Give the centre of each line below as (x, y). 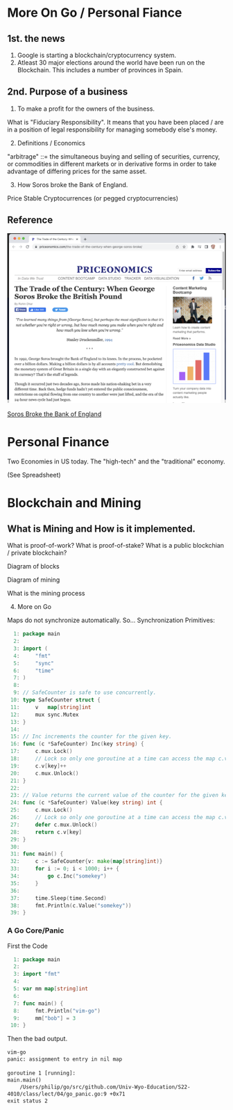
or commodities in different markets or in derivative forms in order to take (112, 164)
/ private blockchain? (37, 553)
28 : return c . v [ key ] (46, 832)
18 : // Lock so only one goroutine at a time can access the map (113, 759)
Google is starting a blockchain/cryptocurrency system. (97, 55)
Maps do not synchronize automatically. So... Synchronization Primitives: (111, 620)
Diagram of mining (34, 580)
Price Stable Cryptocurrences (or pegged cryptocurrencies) (93, 198)
